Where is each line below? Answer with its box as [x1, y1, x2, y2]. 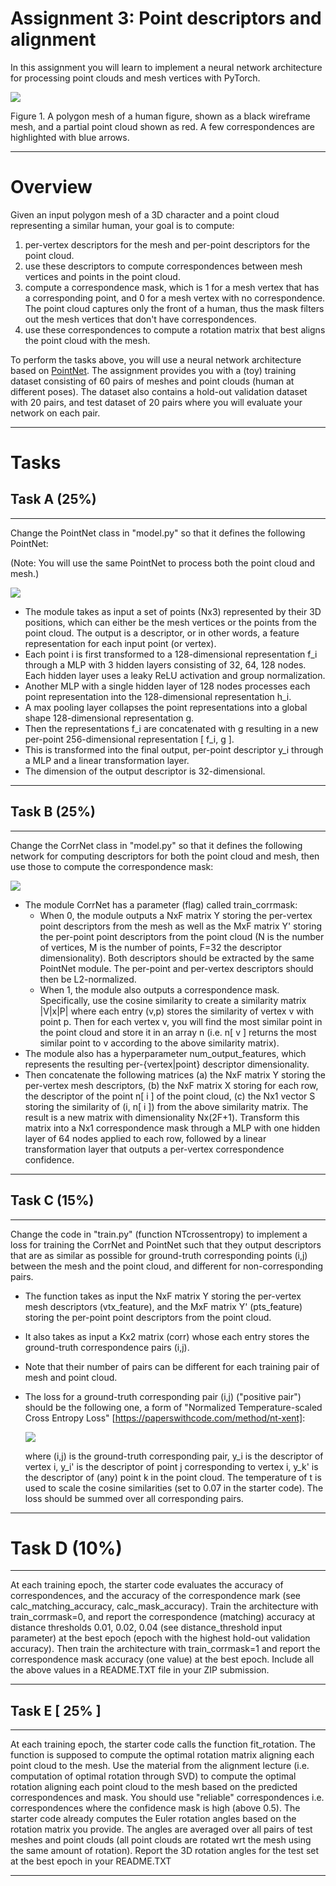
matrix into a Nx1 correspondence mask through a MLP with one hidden [24, 1122, 321, 1134]
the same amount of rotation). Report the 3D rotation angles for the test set [10, 1845, 320, 1857]
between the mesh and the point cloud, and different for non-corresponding [10, 1260, 324, 1272]
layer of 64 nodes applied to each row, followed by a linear [24, 1132, 267, 1144]
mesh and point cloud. [24, 1371, 118, 1383]
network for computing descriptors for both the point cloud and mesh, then [10, 850, 320, 862]
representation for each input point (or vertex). [24, 637, 217, 649]
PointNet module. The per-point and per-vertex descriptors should [39, 962, 314, 974]
